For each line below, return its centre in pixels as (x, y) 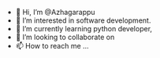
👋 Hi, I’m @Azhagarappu (56, 12)
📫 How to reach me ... (52, 46)
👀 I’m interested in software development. (83, 20)
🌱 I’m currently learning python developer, (84, 29)
